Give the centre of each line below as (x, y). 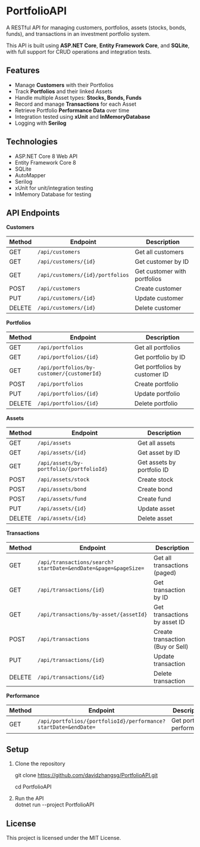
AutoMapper (30, 175)
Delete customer (158, 308)
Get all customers (160, 252)
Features (23, 71)
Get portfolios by (158, 367)
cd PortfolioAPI (33, 787)
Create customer (158, 289)
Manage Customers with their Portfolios (64, 85)
